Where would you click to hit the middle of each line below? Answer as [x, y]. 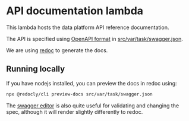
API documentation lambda [75, 11]
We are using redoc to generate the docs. [57, 50]
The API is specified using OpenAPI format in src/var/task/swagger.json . [94, 39]
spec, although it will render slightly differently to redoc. [75, 112]
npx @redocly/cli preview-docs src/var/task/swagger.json [79, 94]
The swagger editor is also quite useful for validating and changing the [93, 106]
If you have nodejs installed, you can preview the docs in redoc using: [92, 83]
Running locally [36, 69]
